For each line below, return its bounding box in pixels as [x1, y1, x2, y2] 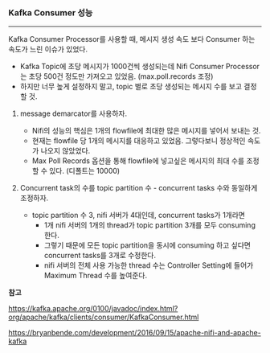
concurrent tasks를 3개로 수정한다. [43, 251, 157, 261]
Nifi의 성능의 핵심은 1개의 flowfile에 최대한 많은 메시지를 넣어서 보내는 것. [31, 126, 261, 136]
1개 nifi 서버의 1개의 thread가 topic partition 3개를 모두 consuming [43, 220, 256, 230]
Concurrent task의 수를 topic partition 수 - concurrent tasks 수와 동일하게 [19, 183, 258, 193]
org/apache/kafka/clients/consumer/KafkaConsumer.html [8, 312, 199, 322]
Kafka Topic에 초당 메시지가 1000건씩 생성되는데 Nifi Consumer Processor [19, 62, 260, 72]
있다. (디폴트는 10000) [49, 166, 121, 176]
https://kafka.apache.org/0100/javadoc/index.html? [8, 304, 178, 314]
